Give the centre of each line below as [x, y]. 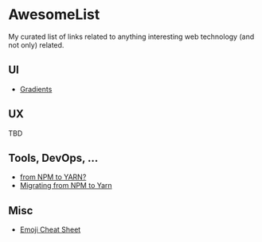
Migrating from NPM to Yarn [66, 186]
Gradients [36, 89]
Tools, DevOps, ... [53, 157]
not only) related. [36, 44]
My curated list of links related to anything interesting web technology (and [131, 36]
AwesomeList [54, 15]
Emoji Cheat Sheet [50, 230]
